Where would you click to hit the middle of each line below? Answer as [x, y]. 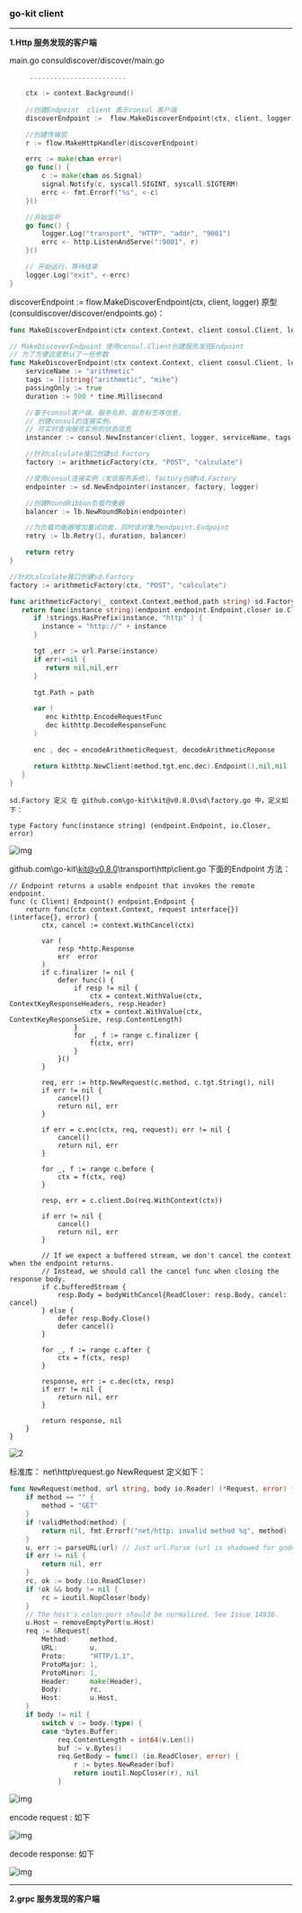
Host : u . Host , [80, 1698]
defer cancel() [86, 1327]
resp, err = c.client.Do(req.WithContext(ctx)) [132, 1201]
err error [78, 957]
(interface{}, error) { [54, 918]
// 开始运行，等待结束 [62, 267]
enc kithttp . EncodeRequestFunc [104, 717]
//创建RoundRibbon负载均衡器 [75, 503]
